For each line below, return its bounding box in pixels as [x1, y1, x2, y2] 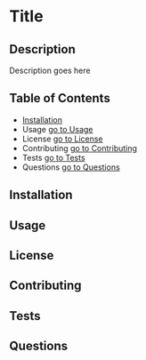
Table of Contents [9, 91, 111, 106]
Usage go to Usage [21, 124, 93, 134]
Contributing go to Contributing [21, 142, 138, 153]
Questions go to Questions [21, 162, 120, 172]
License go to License [21, 133, 104, 144]
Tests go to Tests [21, 152, 86, 163]
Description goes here [9, 65, 91, 76]
